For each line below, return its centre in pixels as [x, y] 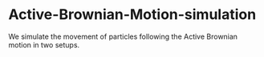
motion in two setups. [44, 44]
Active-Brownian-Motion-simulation [132, 15]
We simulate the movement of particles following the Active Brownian [123, 36]
